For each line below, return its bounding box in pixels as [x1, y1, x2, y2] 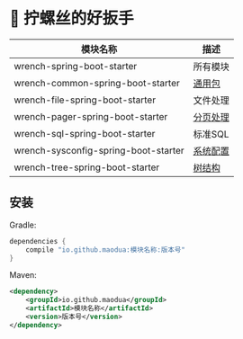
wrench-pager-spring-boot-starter [13, 110, 168, 122]
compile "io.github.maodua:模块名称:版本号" [25, 245, 186, 254]
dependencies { [9, 236, 67, 245]
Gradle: [9, 219, 37, 230]
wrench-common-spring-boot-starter [13, 76, 180, 89]
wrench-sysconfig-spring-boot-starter [13, 144, 184, 156]
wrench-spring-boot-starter [13, 59, 138, 72]
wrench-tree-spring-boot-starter [13, 161, 160, 174]
